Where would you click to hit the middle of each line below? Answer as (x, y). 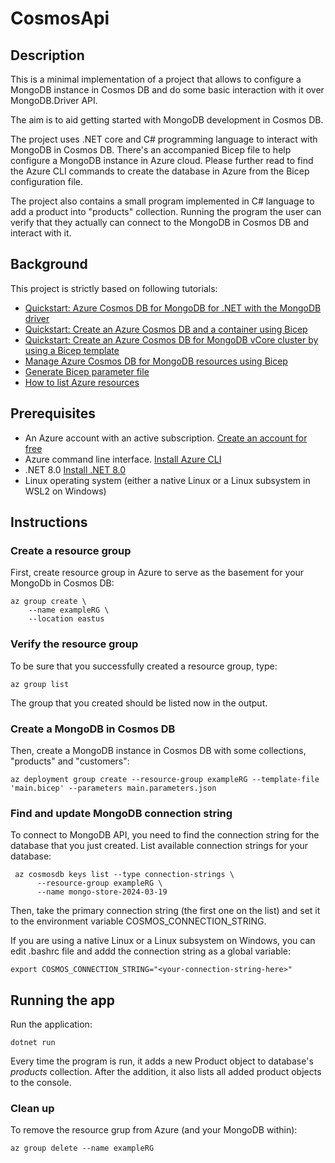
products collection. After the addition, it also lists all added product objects (166, 1072)
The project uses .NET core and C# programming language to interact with (164, 139)
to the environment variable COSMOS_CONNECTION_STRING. (138, 921)
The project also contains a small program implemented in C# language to (162, 201)
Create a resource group (71, 550)
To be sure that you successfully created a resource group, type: (144, 666)
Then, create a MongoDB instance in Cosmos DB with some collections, (158, 750)
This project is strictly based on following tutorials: (114, 288)
